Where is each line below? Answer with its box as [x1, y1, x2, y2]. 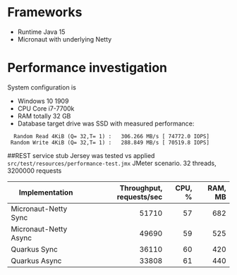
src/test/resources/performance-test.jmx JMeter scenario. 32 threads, [7, 159, 217, 167]
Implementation [18, 188, 73, 197]
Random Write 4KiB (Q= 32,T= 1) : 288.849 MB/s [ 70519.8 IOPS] [10, 139, 210, 146]
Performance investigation [7, 60, 168, 76]
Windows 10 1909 [17, 97, 69, 105]
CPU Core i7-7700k [17, 104, 75, 113]
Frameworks [7, 4, 83, 20]
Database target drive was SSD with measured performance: [17, 119, 195, 128]
